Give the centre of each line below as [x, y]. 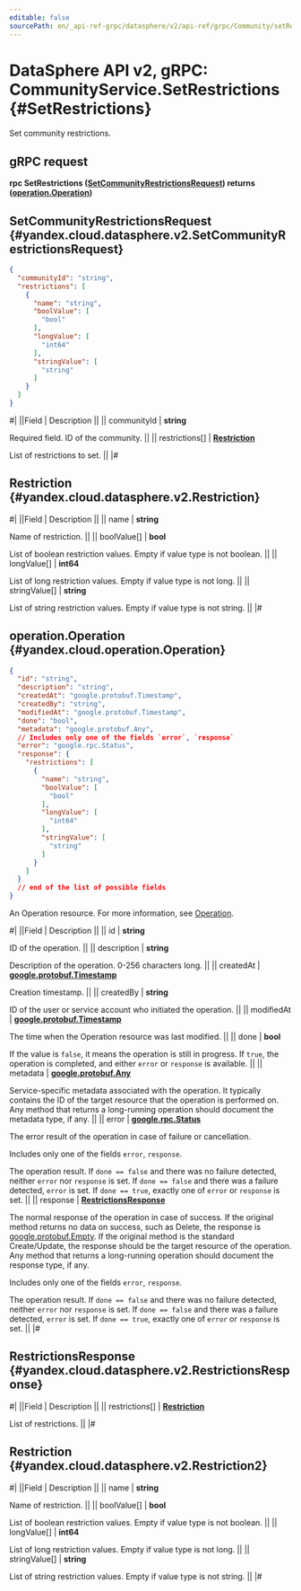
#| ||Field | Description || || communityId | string [98, 420]
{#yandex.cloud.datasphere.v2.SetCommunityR [148, 235]
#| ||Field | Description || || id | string [77, 931]
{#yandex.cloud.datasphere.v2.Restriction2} [138, 1466]
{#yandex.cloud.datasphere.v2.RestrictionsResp [150, 1371]
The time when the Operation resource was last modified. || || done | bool [145, 1037]
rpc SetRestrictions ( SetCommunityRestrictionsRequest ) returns [132, 183]
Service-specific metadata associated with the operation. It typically [135, 1091]
